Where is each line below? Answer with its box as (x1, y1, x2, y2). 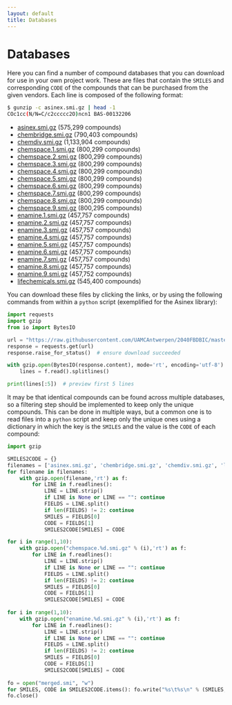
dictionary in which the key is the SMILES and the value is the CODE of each (7, 422, 216, 431)
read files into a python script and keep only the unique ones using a (7, 415, 202, 424)
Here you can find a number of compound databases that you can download (7, 69, 225, 77)
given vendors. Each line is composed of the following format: (7, 91, 184, 99)
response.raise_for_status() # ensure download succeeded (7, 349, 181, 356)
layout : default (7, 10, 54, 17)
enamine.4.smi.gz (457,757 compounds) (17, 233, 132, 241)
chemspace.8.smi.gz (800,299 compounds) (17, 197, 143, 205)
